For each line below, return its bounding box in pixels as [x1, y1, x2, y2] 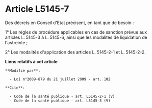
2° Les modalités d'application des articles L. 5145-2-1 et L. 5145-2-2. [5, 49, 146, 55]
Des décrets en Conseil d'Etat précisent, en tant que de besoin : [5, 20, 134, 26]
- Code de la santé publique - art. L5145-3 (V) [9, 98, 111, 103]
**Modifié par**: [5, 68, 41, 73]
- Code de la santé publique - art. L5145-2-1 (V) [9, 94, 115, 99]
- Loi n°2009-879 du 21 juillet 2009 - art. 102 [9, 77, 111, 81]
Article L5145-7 [5, 3, 70, 15]
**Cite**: [5, 85, 25, 90]
